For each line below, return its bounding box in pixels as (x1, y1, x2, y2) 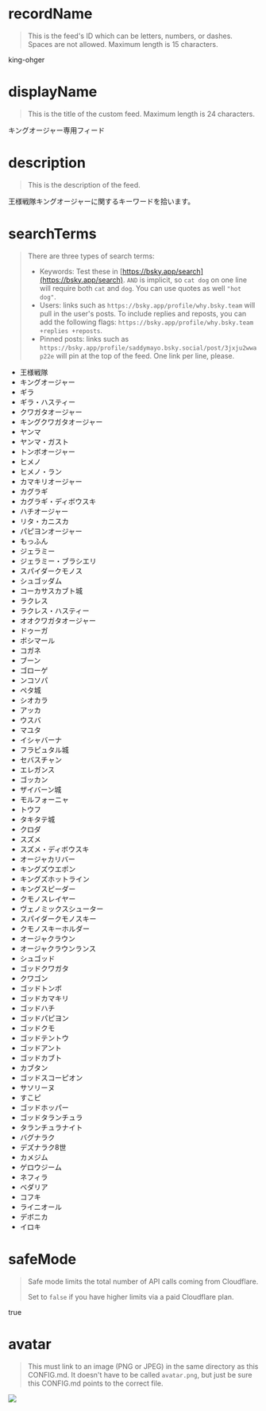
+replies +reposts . (39, 325, 103, 335)
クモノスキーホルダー (19, 924, 90, 933)
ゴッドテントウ (19, 1033, 69, 1042)
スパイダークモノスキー (19, 913, 97, 923)
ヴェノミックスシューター (19, 904, 104, 913)
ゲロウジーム (19, 1162, 62, 1172)
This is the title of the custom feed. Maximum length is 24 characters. (27, 109, 256, 118)
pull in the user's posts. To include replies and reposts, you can (39, 308, 247, 318)
